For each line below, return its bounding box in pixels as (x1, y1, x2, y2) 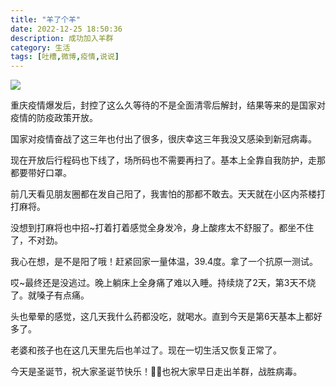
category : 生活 (10, 42, 71, 53)
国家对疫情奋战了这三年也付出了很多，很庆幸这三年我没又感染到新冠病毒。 (10, 133, 317, 145)
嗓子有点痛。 (36, 289, 90, 301)
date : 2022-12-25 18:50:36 (10, 24, 123, 34)
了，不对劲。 (10, 234, 63, 246)
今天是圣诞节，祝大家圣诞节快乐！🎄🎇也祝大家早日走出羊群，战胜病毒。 (10, 366, 303, 378)
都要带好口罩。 (10, 167, 72, 179)
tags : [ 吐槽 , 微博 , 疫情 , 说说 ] (10, 52, 120, 62)
